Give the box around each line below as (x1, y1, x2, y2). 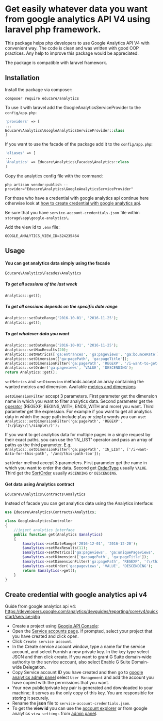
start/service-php (5, 614, 40, 620)
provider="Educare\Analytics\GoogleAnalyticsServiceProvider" (5, 187, 133, 191)
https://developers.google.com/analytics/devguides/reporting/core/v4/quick (5, 609, 158, 614)
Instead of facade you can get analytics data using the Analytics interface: (5, 501, 154, 506)
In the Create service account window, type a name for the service (12, 643, 146, 650)
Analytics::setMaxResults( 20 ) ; (5, 347, 68, 352)
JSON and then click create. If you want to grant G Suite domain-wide (12, 654, 152, 660)
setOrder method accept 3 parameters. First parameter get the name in (5, 460, 147, 466)
